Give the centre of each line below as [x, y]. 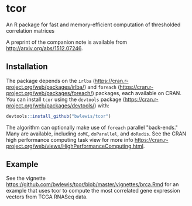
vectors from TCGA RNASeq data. [47, 197]
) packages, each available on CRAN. [137, 93]
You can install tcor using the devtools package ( [66, 99]
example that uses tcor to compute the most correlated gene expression [93, 191]
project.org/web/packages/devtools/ [50, 105]
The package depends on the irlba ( [51, 81]
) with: [102, 105]
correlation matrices [30, 30]
